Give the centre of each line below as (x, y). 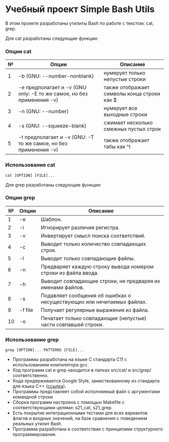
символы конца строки (132, 94)
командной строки (33, 397)
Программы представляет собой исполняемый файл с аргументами (86, 392)
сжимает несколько (128, 123)
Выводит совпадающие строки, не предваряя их (101, 281)
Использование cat (30, 165)
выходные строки (125, 114)
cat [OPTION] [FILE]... (30, 175)
